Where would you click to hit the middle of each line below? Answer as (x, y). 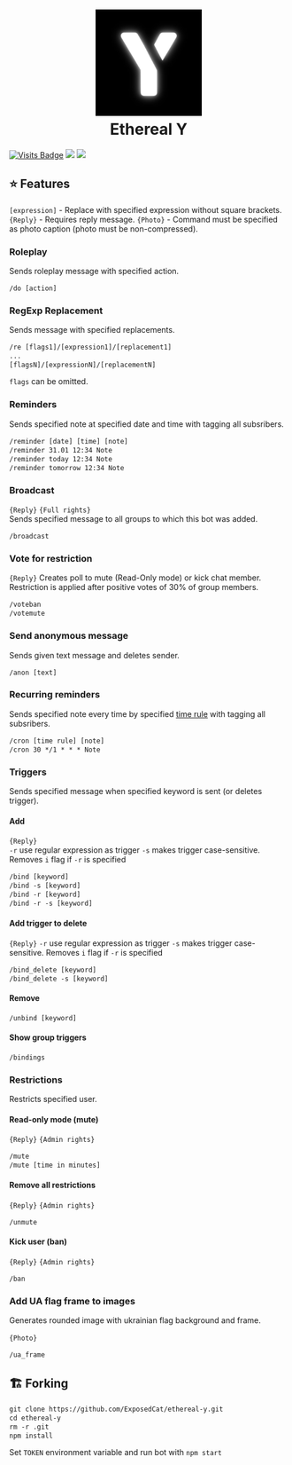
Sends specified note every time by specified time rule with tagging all (137, 713)
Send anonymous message (69, 636)
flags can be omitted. (49, 382)
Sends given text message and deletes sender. (94, 655)
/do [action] (33, 288)
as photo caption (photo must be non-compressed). (104, 228)
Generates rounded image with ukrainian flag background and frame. (135, 1320)
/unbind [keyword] (43, 1018)
